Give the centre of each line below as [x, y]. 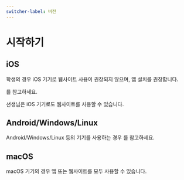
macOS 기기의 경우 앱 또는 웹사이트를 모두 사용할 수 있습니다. [76, 171]
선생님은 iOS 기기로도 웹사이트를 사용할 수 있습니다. [65, 104]
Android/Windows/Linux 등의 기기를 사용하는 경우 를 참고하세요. [81, 138]
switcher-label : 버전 [31, 11]
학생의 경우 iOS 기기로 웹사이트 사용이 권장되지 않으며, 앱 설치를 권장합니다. [92, 79]
